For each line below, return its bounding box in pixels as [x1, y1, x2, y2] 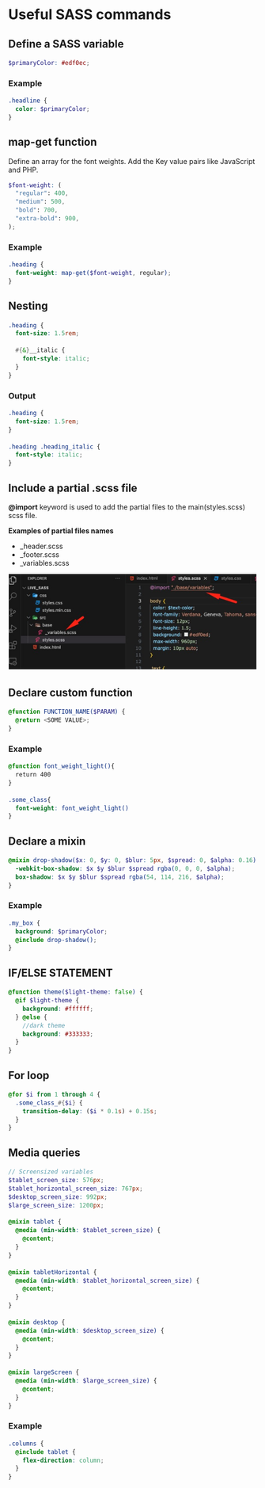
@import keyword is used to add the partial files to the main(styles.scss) [8, 502, 245, 512]
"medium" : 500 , [15, 198, 66, 206]
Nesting [8, 300, 49, 313]
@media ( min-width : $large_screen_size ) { [15, 1377, 157, 1385]
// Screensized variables [8, 1168, 93, 1176]
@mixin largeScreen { [8, 1368, 80, 1376]
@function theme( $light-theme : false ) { [8, 988, 144, 996]
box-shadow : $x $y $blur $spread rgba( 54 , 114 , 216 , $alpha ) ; [15, 873, 225, 881]
